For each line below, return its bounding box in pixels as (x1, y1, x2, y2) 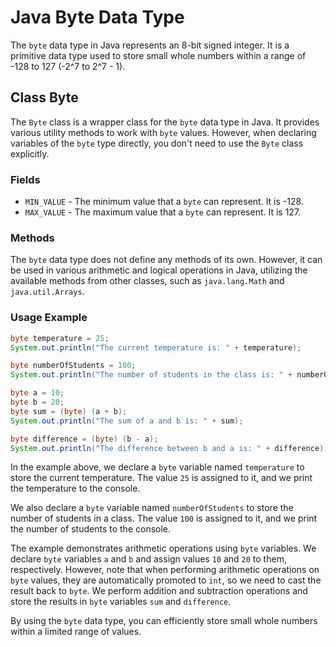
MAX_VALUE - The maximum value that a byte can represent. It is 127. (24, 206, 302, 218)
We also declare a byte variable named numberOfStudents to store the (10, 502, 294, 514)
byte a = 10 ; (10, 388, 65, 398)
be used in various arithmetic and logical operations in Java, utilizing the (10, 264, 308, 276)
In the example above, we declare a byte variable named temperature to (10, 461, 305, 473)
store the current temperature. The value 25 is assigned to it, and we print (10, 472, 313, 484)
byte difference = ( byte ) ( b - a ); (10, 434, 159, 444)
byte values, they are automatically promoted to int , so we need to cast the (10, 574, 322, 586)
